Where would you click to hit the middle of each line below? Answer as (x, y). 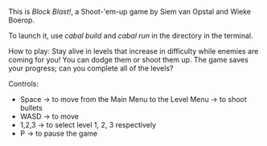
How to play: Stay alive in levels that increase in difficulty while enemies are (133, 51)
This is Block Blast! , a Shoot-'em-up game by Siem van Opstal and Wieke (130, 12)
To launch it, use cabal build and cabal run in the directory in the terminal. (131, 36)
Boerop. (21, 20)
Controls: (23, 84)
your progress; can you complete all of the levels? (91, 68)
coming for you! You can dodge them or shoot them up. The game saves (129, 60)
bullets (31, 108)
